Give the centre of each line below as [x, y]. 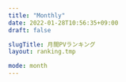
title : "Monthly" [37, 15]
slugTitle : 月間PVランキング [52, 44]
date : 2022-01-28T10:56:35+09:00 [63, 23]
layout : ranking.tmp [42, 52]
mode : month [28, 66]
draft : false [30, 30]
